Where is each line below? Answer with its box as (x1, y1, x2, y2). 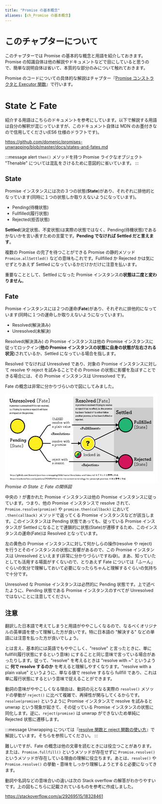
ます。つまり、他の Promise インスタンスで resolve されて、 (13, 500, 133, 506)
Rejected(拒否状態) (12, 216, 50, 223)
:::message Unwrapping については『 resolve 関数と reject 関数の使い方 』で (5, 726, 155, 732)
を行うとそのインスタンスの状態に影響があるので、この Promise (5, 547, 132, 553)
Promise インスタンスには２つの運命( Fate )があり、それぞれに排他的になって (5, 306, 157, 312)
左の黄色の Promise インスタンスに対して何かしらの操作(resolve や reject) (5, 541, 152, 546)
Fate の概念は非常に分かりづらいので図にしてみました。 (5, 383, 117, 389)
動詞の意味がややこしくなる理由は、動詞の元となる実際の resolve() (5, 686, 140, 691)
